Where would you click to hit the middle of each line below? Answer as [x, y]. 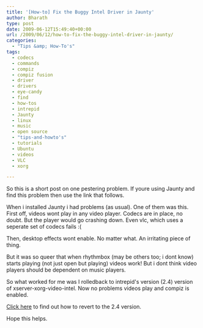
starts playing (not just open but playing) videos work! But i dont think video [102, 264]
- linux [22, 120]
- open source [30, 132]
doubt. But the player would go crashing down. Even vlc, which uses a [95, 220]
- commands [26, 63]
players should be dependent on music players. [66, 270]
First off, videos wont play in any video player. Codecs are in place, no [95, 214]
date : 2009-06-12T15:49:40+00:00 [49, 29]
